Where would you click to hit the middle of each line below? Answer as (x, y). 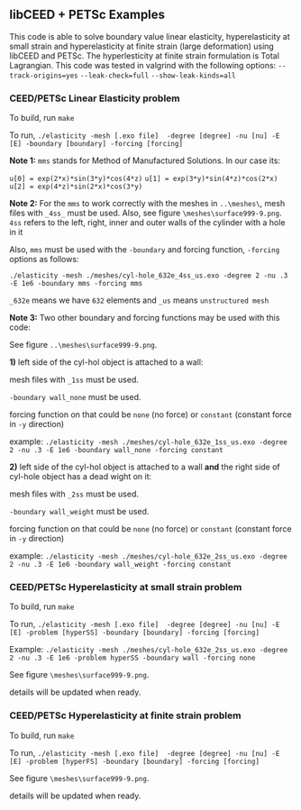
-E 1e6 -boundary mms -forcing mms (76, 284)
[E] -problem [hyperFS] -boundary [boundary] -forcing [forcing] (134, 761)
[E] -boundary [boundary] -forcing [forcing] (96, 144)
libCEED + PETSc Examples (87, 15)
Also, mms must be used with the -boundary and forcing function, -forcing (145, 250)
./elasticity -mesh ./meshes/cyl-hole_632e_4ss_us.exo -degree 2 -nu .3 (149, 276)
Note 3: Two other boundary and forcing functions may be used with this (145, 318)
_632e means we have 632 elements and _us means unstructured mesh (139, 300)
